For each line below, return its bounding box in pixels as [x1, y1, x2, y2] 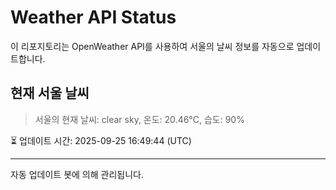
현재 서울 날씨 [10, 85, 90, 102]
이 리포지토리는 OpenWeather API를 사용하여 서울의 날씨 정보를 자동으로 [10, 40, 295, 52]
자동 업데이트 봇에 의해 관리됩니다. [10, 168, 144, 180]
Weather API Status [10, 6, 177, 29]
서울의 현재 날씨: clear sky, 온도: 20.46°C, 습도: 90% [34, 113, 245, 125]
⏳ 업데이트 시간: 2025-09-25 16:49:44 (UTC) [10, 134, 192, 146]
